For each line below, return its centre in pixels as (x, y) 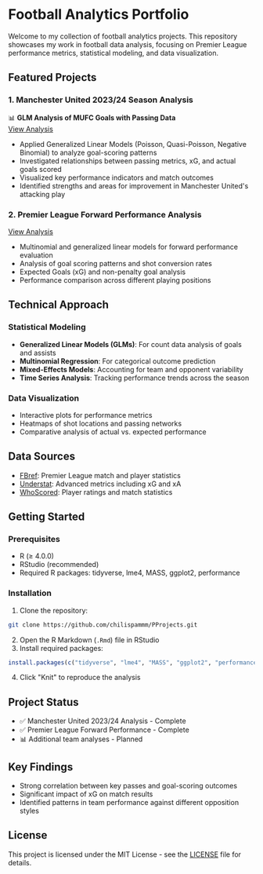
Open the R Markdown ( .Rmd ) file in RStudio (89, 640)
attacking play (42, 194)
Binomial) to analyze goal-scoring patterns (88, 152)
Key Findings (41, 767)
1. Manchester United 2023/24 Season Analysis (101, 100)
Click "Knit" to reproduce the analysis (80, 678)
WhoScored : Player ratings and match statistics (96, 492)
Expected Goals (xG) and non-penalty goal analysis (103, 272)
